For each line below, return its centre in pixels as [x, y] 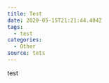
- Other [25, 46]
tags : [15, 27]
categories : [25, 40]
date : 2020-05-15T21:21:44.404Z [54, 20]
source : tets [26, 53]
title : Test [25, 14]
